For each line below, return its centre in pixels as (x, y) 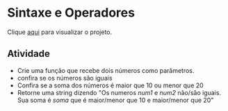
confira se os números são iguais (65, 78)
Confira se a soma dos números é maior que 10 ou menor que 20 (110, 85)
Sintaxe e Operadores (71, 13)
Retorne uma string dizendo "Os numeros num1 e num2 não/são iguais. (119, 92)
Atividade (28, 54)
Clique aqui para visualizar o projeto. (60, 32)
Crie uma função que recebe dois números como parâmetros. (106, 70)
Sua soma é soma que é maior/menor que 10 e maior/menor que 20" (115, 100)
